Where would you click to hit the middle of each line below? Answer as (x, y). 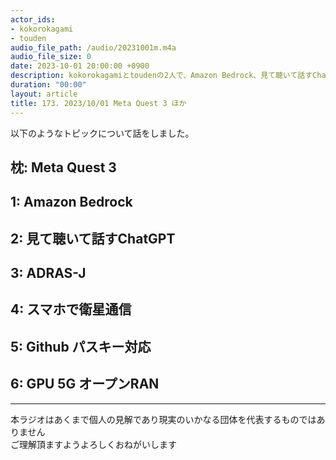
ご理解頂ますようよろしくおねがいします (93, 444)
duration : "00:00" (48, 85)
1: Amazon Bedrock (71, 202)
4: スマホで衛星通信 (71, 309)
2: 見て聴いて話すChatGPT (93, 238)
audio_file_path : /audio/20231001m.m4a (93, 47)
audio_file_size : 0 (51, 57)
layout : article (44, 94)
